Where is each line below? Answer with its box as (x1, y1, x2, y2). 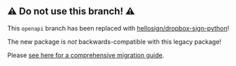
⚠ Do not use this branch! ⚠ (7, 6, 135, 17)
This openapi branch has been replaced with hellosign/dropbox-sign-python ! (7, 24, 230, 32)
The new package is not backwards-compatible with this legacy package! (7, 38, 222, 46)
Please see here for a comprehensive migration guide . (7, 51, 164, 59)
